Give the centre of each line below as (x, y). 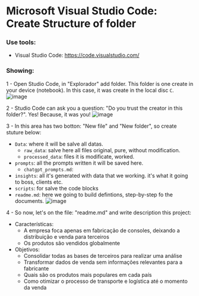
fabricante (36, 268)
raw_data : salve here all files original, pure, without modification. (102, 150)
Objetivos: (27, 249)
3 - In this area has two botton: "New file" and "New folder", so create (91, 126)
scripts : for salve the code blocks (57, 188)
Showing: (20, 71)
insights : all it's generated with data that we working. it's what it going (101, 175)
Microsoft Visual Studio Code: (82, 11)
